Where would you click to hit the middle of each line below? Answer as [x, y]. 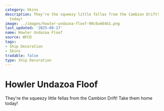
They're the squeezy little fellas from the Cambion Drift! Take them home [79, 98]
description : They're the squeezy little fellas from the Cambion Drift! [82, 14]
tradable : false [22, 55]
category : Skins [22, 10]
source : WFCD [18, 37]
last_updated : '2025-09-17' [34, 28]
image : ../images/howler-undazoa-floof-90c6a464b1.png [63, 23]
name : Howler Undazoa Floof [34, 33]
